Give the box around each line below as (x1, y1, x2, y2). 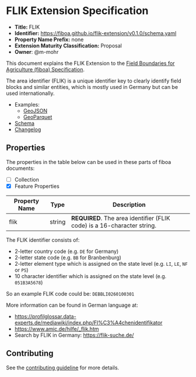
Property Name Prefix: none (14, 36, 84, 43)
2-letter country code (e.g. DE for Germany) (14, 248, 119, 255)
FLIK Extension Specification (6, 4, 149, 18)
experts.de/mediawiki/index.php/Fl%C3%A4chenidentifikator (14, 319, 163, 326)
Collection (14, 176, 39, 183)
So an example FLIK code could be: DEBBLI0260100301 (6, 290, 135, 297)
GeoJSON (23, 107, 48, 114)
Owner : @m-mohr (14, 48, 59, 55)
